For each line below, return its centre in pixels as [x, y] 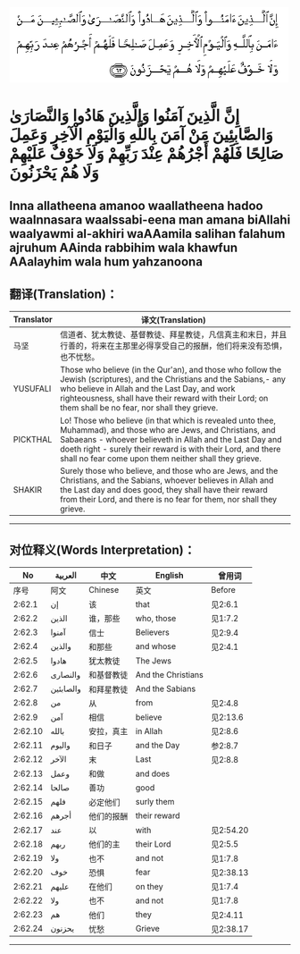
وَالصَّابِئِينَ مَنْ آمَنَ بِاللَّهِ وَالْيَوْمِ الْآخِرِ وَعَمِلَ [142, 135]
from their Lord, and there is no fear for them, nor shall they [168, 499]
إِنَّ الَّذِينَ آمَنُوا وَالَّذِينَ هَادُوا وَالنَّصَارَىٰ [125, 116]
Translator [33, 319]
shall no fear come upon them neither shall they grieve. [160, 458]
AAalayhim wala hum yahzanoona [106, 262]
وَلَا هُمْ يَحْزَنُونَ [54, 173]
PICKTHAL [33, 439]
